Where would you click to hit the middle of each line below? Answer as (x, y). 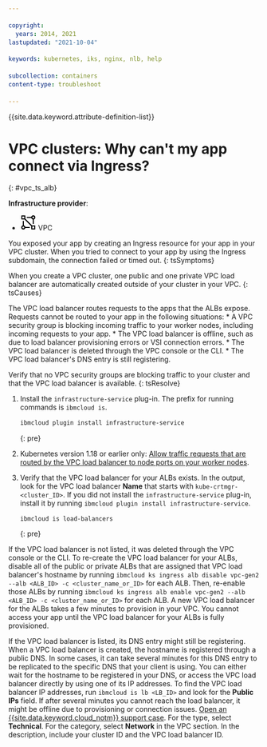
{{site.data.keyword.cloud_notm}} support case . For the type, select (120, 718)
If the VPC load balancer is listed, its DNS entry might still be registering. (127, 641)
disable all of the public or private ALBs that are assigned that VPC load (126, 566)
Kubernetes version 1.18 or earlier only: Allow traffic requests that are (133, 454)
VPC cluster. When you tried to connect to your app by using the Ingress (127, 252)
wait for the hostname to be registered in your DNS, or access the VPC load (132, 675)
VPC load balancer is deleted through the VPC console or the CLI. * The (126, 351)
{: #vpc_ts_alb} (33, 188)
